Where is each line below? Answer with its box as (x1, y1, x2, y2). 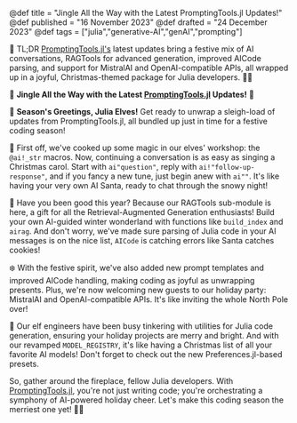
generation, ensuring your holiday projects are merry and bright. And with (9, 331, 279, 340)
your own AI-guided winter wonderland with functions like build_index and (9, 217, 284, 227)
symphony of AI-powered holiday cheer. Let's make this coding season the (9, 395, 285, 405)
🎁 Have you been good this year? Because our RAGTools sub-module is (9, 197, 271, 208)
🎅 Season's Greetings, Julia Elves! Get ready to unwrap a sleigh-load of (9, 107, 276, 116)
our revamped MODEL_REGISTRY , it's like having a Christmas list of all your (9, 339, 273, 350)
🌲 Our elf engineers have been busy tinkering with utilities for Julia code (9, 321, 274, 331)
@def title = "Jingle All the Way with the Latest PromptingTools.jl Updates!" (9, 8, 283, 18)
